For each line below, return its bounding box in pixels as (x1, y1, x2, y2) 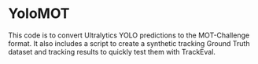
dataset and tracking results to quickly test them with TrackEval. (8, 47, 216, 56)
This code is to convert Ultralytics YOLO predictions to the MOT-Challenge (8, 30, 250, 40)
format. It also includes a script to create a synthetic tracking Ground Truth (8, 38, 250, 48)
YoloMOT (8, 5, 70, 23)
